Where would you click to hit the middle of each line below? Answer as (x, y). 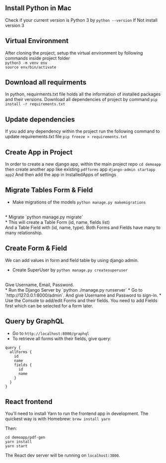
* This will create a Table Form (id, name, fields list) (57, 222)
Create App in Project (39, 152)
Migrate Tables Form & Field (49, 190)
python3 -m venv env (27, 63)
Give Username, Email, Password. (40, 285)
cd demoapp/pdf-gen (25, 438)
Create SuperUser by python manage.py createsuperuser (70, 270)
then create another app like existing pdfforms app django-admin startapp (80, 169)
